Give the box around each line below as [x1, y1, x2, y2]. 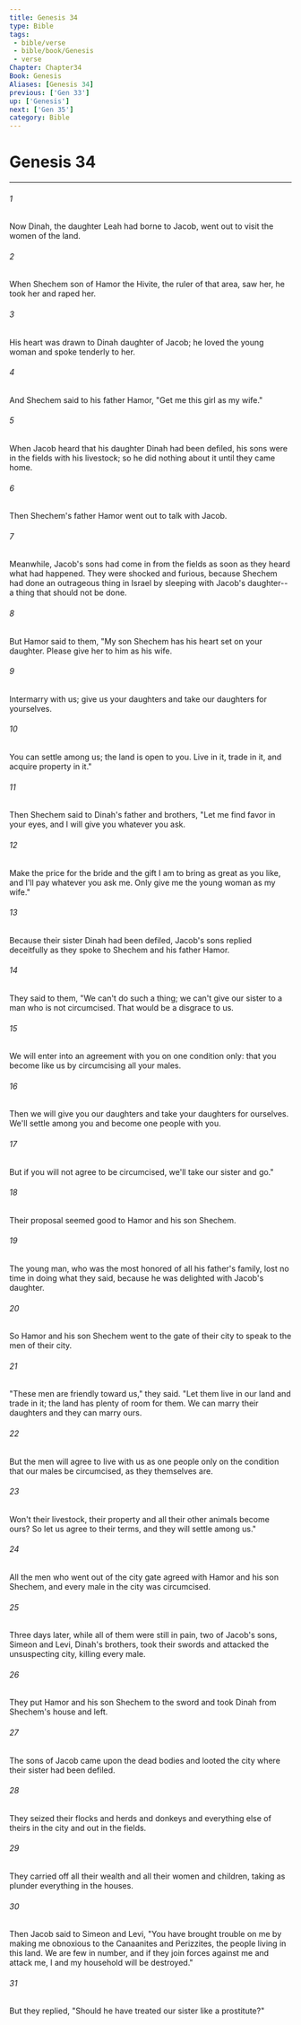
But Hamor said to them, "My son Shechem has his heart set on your [9, 636, 262, 646]
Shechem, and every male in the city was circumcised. [9, 1581, 211, 1591]
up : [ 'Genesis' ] [9, 96, 70, 106]
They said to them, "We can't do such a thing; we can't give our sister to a [9, 993, 283, 1004]
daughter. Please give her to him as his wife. [9, 645, 173, 656]
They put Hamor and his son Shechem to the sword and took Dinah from [9, 1697, 277, 1708]
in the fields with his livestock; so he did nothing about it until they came [9, 452, 276, 463]
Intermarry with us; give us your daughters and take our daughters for [9, 693, 267, 705]
